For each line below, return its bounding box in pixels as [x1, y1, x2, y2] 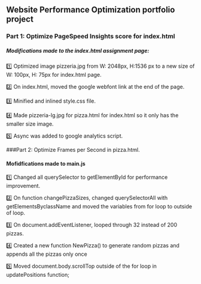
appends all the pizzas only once [6, 250, 88, 258]
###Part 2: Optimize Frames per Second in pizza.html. [6, 147, 140, 154]
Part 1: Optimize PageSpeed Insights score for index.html [6, 32, 175, 41]
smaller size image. [6, 120, 54, 128]
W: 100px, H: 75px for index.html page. [6, 71, 102, 79]
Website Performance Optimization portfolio [6, 5, 175, 15]
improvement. [6, 183, 41, 190]
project [6, 14, 34, 25]
